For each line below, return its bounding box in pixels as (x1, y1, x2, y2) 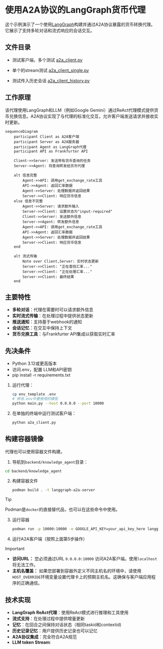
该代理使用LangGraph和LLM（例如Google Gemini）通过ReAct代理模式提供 (5, 107, 154, 113)
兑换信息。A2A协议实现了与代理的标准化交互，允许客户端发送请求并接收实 (9, 113, 159, 119)
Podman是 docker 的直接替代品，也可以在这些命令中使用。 (5, 506, 120, 512)
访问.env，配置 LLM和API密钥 (12, 367, 72, 373)
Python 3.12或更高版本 (12, 361, 57, 366)
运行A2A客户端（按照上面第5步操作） (12, 536, 88, 542)
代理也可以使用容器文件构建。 (5, 449, 65, 454)
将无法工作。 (12, 562, 38, 568)
